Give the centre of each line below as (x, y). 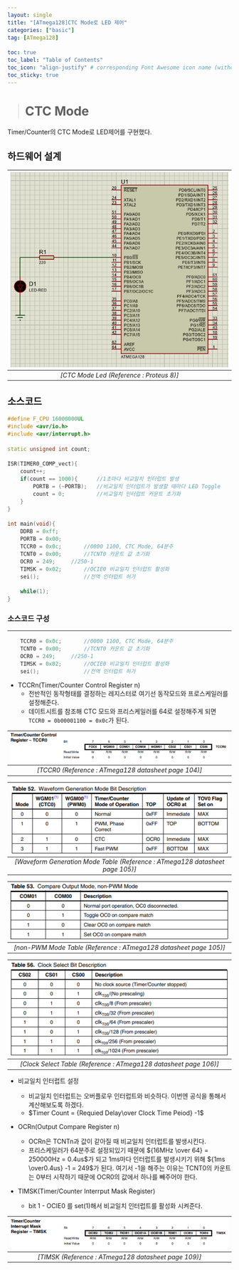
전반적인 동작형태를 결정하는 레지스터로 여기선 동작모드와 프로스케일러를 (128, 693)
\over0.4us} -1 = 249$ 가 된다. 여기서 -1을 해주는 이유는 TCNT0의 (120, 1168)
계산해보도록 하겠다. (56, 1105)
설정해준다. (44, 702)
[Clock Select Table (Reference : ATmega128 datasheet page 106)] (119, 1064)
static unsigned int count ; (49, 449)
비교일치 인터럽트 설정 (48, 1081)
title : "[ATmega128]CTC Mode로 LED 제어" (68, 22)
